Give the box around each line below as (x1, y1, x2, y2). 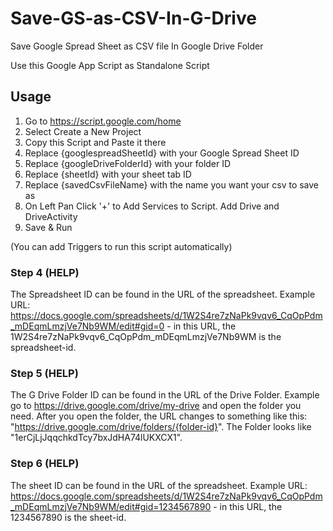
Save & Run (24, 221, 73, 233)
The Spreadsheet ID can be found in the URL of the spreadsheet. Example (10, 288, 316, 301)
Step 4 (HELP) (10, 265, 80, 279)
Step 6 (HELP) (10, 457, 80, 471)
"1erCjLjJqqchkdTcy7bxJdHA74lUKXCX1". (10, 432, 183, 444)
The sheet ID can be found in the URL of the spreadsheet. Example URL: (10, 479, 308, 491)
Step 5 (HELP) (10, 366, 79, 380)
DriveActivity (24, 210, 78, 222)
